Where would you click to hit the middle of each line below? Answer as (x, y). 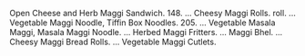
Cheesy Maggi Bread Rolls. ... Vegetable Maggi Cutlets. (113, 42)
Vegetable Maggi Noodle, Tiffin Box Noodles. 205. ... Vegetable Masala (142, 23)
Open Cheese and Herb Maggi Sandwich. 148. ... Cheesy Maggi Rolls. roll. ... (152, 13)
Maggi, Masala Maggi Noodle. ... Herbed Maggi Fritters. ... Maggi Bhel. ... (146, 32)
